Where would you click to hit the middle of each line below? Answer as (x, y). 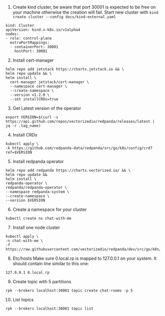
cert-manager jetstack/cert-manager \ (50, 82)
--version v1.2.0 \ (30, 95)
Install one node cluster (36, 227)
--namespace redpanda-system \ (37, 192)
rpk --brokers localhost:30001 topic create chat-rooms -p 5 (69, 291)
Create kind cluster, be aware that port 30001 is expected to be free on (84, 7)
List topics (23, 300)
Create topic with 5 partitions (42, 282)
